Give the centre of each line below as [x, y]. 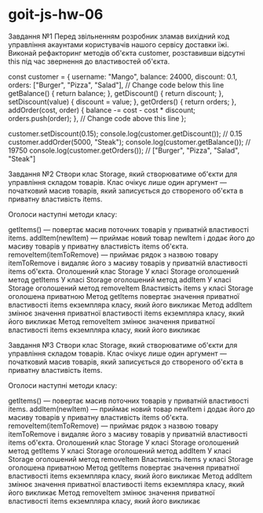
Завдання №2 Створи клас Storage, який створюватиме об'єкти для [123, 174]
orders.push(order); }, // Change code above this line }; [97, 118]
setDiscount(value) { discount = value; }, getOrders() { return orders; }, [122, 101]
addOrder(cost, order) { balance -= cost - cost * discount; [102, 110]
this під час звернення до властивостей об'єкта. [89, 61]
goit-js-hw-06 [56, 15]
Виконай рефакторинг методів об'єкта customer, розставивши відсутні [127, 53]
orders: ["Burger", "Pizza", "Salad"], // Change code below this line [116, 85]
